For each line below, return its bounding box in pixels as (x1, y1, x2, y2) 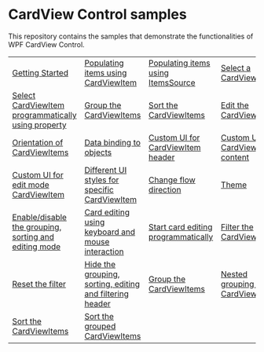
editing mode (12, 241, 61, 252)
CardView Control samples (8, 5, 187, 24)
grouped (84, 321, 116, 332)
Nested (221, 269, 248, 280)
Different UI (84, 164, 127, 175)
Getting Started (12, 67, 69, 78)
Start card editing (148, 222, 213, 233)
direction (148, 184, 181, 195)
